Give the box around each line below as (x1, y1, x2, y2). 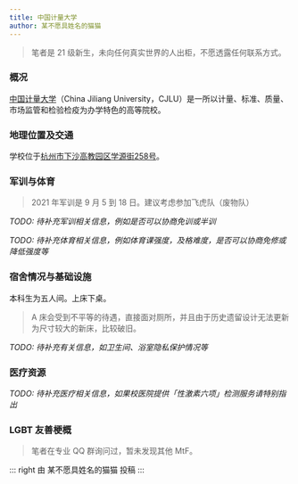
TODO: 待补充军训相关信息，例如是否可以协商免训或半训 (9, 216, 217, 227)
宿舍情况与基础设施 (9, 271, 92, 283)
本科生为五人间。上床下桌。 (9, 292, 112, 303)
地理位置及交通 (9, 128, 74, 141)
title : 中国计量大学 (9, 12, 78, 22)
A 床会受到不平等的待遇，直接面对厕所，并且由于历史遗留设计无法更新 (30, 311, 290, 322)
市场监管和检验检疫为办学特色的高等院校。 (9, 104, 166, 115)
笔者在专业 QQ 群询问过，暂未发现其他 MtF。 (30, 446, 198, 456)
